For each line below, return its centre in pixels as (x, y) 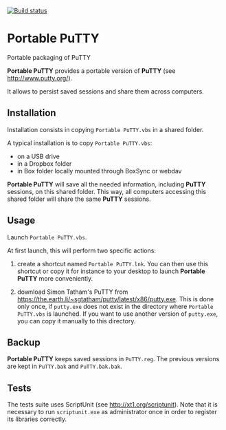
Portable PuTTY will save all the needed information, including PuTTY (106, 184)
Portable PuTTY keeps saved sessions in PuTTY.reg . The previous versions (113, 359)
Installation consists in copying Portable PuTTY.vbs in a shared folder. (105, 129)
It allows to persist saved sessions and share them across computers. (105, 91)
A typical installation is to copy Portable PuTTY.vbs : (80, 143)
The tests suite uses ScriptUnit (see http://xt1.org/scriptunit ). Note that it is (113, 405)
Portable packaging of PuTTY (49, 57)
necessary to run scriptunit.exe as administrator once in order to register (112, 412)
